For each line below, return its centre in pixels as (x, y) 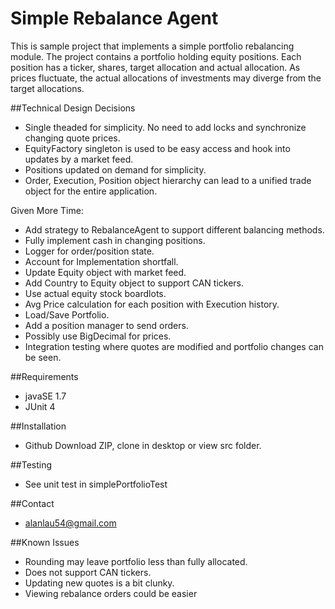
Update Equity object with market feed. (105, 272)
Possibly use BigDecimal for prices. (98, 336)
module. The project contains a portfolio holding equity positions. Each (156, 56)
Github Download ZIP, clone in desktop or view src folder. (143, 445)
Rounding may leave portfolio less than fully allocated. (136, 561)
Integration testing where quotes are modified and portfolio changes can (174, 346)
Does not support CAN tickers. (88, 572)
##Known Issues (45, 542)
